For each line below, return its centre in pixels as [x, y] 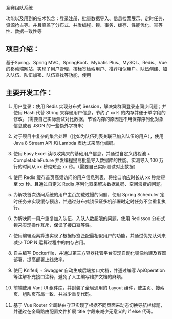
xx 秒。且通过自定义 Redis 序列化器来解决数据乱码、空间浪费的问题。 [92, 184]
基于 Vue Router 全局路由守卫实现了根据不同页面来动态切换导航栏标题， [89, 305]
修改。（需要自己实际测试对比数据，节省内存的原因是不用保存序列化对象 [88, 119]
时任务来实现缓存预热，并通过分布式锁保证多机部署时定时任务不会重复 [87, 201]
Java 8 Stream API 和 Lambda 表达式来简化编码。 [66, 143]
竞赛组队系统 [19, 7]
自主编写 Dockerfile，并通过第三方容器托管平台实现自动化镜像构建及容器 [90, 253]
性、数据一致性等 [24, 31]
